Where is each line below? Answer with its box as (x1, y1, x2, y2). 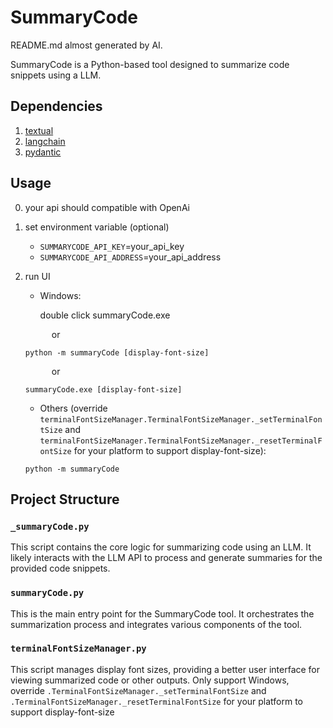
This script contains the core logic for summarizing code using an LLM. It (10, 541, 312, 553)
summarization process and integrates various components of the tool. (10, 618, 303, 630)
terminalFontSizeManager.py (10, 643, 147, 655)
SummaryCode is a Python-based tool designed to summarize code (10, 58, 290, 70)
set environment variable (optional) (24, 221, 170, 233)
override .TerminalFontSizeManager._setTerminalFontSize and (10, 684, 267, 696)
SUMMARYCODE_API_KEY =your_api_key (39, 240, 185, 252)
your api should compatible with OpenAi (24, 201, 191, 213)
